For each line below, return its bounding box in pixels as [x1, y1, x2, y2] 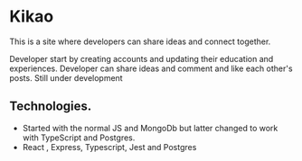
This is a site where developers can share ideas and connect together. [9, 36, 271, 47]
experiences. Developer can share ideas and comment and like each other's [9, 63, 293, 74]
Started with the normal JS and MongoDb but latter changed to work [22, 122, 278, 133]
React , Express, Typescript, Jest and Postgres [22, 141, 197, 152]
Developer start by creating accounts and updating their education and [9, 53, 274, 64]
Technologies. [9, 99, 92, 114]
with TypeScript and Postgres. [22, 132, 136, 143]
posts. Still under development [9, 72, 124, 83]
